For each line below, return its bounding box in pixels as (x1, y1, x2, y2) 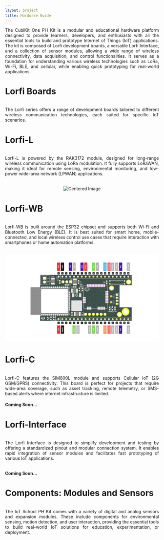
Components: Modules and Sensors (5, 488, 154, 498)
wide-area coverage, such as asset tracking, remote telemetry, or (5, 385, 145, 391)
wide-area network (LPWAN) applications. (19, 171, 104, 177)
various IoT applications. (5, 455, 55, 461)
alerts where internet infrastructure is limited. (19, 390, 109, 396)
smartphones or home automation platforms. (5, 239, 95, 245)
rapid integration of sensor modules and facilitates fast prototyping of (5, 450, 159, 456)
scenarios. (5, 117, 26, 123)
